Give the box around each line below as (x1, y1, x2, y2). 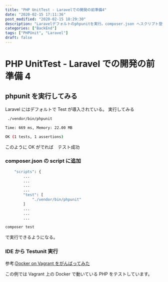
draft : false (5, 35, 32, 40)
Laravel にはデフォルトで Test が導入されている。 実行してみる (5, 106, 134, 112)
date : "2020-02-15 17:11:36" (5, 12, 66, 17)
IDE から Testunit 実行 (5, 248, 58, 255)
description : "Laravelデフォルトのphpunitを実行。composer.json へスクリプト (5, 21, 159, 26)
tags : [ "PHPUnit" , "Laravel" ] (5, 30, 68, 35)
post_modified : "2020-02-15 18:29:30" (5, 16, 86, 21)
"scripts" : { (14, 169, 41, 174)
